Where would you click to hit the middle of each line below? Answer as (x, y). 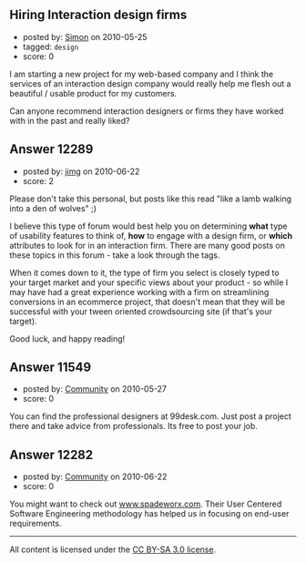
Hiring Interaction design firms (98, 15)
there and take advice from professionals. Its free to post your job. (133, 426)
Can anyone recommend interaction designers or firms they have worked (147, 111)
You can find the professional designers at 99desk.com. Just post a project (150, 416)
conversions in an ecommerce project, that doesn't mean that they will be (147, 302)
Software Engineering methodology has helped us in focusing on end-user (149, 514)
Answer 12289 (51, 149)
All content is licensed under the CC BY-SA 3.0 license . (113, 549)
